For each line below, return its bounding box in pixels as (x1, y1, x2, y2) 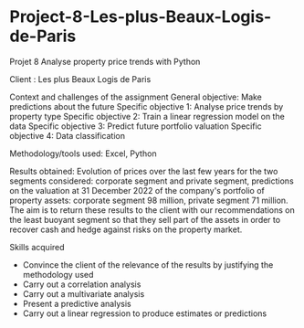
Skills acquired (9, 241, 66, 252)
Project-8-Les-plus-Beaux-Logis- (9, 6, 272, 27)
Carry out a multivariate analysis (22, 288, 145, 299)
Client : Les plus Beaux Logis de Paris (9, 73, 152, 84)
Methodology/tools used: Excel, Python (9, 148, 157, 159)
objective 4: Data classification (9, 130, 126, 141)
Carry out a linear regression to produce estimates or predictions (22, 308, 267, 319)
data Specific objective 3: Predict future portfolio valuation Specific (9, 121, 262, 132)
